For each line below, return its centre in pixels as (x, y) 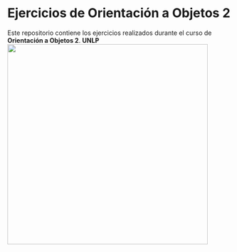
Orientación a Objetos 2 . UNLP (53, 40)
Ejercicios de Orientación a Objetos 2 (119, 13)
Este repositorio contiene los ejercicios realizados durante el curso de (110, 33)
